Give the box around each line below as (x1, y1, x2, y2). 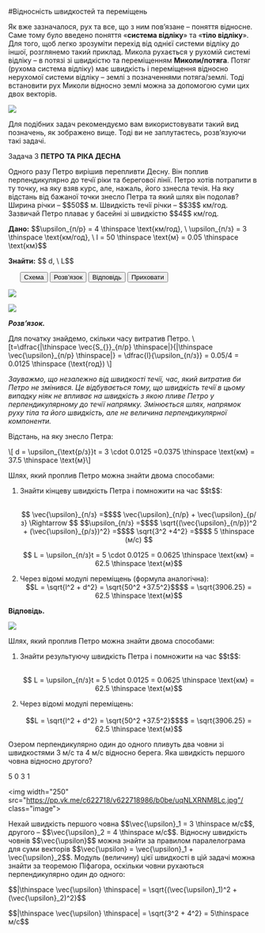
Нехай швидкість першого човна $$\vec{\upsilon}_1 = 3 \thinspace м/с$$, (8, 819, 256, 829)
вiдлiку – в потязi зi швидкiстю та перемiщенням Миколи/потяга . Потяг (8, 55, 251, 65)
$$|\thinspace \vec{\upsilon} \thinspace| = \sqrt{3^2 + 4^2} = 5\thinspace (8, 908, 249, 918)
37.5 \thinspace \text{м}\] (8, 455, 91, 465)
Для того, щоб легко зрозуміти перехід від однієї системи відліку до (8, 39, 240, 48)
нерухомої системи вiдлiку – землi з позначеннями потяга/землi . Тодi (8, 73, 244, 81)
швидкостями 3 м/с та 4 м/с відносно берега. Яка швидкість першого (8, 748, 245, 757)
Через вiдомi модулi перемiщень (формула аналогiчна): (19, 574, 210, 584)
